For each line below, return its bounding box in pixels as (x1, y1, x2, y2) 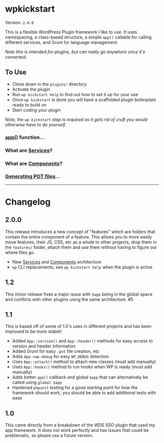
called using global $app (12, 380, 62, 385)
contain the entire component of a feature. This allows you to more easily (5, 234, 152, 240)
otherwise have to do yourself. (5, 121, 66, 127)
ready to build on (12, 101, 47, 108)
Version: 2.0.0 (5, 20, 34, 25)
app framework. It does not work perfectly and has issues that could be (5, 427, 149, 433)
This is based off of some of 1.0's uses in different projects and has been (5, 323, 152, 329)
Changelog (5, 197, 51, 207)
